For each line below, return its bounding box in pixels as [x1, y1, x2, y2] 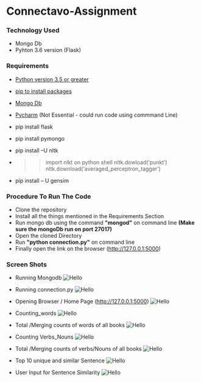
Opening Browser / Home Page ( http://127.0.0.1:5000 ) [15, 298, 149, 305]
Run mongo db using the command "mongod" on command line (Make [15, 219, 195, 227]
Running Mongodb [15, 274, 62, 282]
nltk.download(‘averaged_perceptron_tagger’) [45, 165, 161, 172]
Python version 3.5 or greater [15, 75, 90, 83]
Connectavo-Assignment [6, 4, 137, 18]
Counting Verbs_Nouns [15, 333, 74, 340]
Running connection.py [15, 286, 74, 293]
